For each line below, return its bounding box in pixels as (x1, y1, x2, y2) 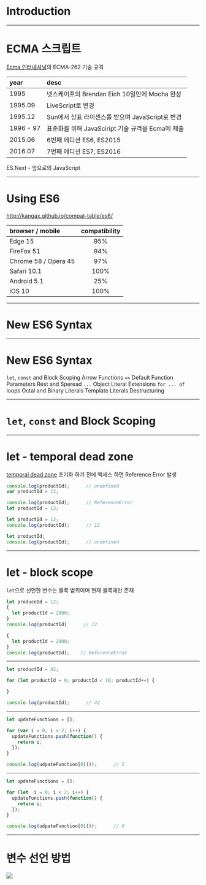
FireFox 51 (9, 247, 41, 255)
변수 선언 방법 (6, 851, 71, 865)
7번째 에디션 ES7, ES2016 (47, 147, 121, 156)
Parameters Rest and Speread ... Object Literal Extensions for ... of (6, 380, 185, 388)
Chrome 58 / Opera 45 (9, 256, 75, 265)
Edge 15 (9, 237, 34, 245)
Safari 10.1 (9, 267, 42, 275)
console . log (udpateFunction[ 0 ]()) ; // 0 (6, 823, 124, 829)
